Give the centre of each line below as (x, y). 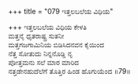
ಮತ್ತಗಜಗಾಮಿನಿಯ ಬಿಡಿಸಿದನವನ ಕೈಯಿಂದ (56, 45)
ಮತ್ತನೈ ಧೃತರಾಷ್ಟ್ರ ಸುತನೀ (36, 36)
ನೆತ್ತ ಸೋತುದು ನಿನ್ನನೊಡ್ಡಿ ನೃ (41, 53)
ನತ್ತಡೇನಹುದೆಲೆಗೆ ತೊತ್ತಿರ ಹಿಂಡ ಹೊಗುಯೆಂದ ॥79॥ (70, 71)
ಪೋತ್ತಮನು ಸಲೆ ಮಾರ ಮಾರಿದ (44, 62)
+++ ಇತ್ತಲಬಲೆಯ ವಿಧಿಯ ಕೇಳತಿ (48, 27)
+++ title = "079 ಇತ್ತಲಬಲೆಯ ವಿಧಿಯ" (61, 11)
